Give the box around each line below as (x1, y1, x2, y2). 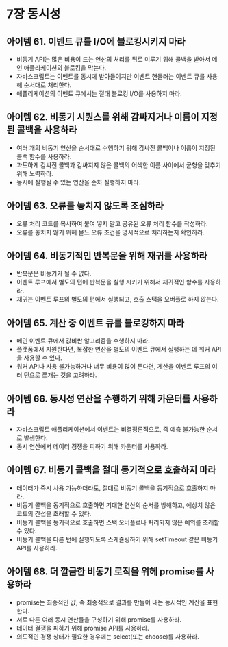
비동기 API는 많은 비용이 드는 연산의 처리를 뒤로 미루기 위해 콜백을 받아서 (16, 56, 210, 63)
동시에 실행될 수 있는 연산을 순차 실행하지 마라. (16, 178, 141, 186)
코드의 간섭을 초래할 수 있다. (16, 509, 92, 517)
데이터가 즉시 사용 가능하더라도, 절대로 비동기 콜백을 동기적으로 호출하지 (16, 484, 209, 492)
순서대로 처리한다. (23, 81, 72, 89)
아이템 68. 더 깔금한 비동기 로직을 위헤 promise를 (6, 566, 204, 578)
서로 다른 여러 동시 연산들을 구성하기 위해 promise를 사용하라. (16, 615, 182, 624)
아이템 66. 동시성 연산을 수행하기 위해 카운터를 (6, 393, 191, 404)
